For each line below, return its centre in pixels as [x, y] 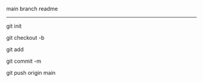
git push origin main [31, 73]
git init [14, 26]
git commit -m [24, 61]
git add [15, 49]
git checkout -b [25, 38]
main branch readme [32, 9]
